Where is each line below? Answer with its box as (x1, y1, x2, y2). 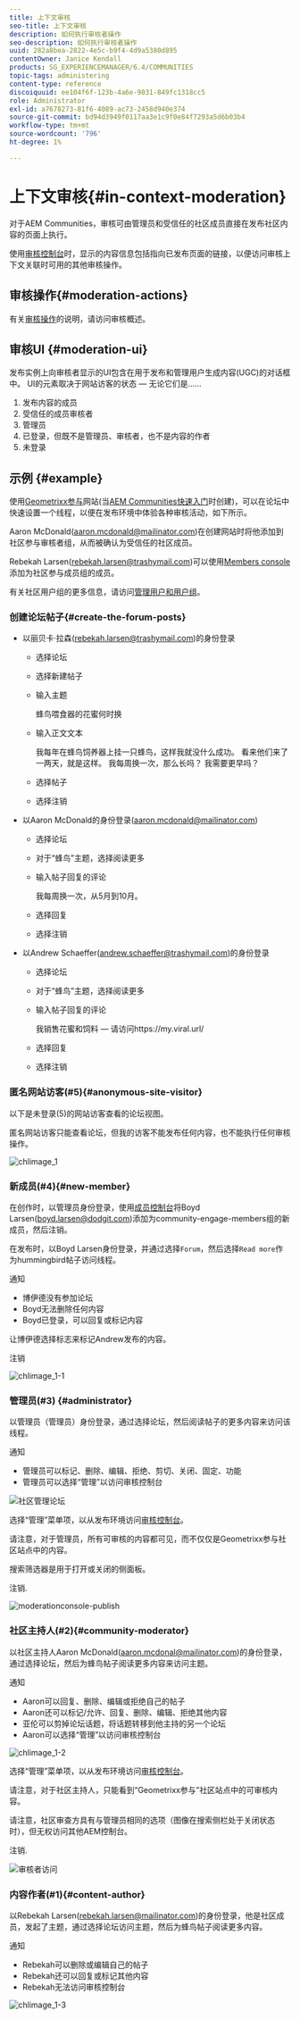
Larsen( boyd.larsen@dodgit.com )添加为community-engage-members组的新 (9, 1214, 290, 1224)
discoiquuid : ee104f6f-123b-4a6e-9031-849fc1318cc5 (9, 88, 205, 96)
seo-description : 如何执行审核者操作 (9, 38, 137, 47)
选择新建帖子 (35, 671, 83, 681)
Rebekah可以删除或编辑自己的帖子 (21, 1959, 149, 1970)
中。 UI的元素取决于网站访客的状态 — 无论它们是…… (9, 379, 203, 389)
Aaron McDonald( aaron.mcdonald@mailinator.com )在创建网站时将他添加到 (9, 526, 284, 537)
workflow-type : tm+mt (9, 121, 90, 130)
